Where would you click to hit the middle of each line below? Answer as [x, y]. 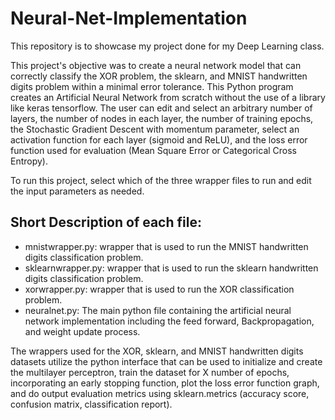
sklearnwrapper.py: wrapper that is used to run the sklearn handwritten [171, 268]
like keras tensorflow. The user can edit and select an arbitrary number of [161, 108]
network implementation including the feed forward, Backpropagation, [169, 321]
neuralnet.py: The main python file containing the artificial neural [158, 310]
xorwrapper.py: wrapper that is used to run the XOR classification [159, 289]
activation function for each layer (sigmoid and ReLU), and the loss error [159, 139]
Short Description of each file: [106, 222]
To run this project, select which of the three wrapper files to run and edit [161, 180]
